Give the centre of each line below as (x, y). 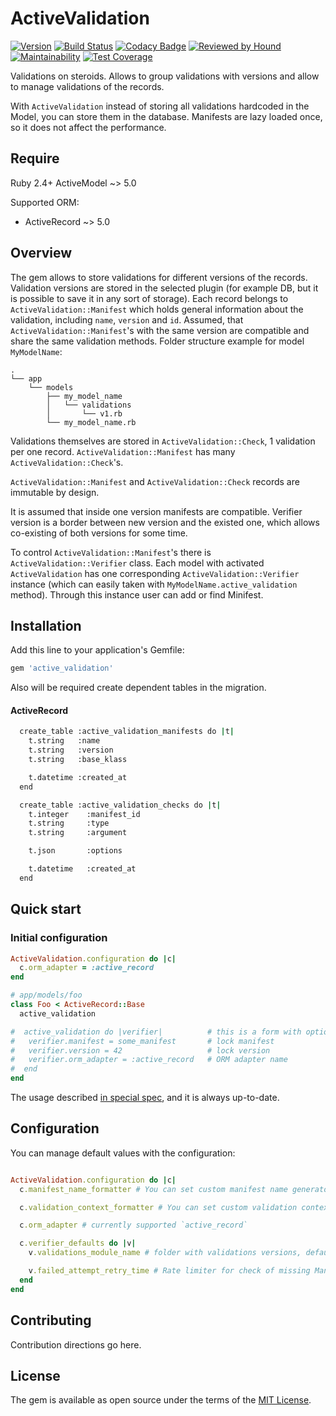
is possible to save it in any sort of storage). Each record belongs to (149, 298)
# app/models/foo (46, 995)
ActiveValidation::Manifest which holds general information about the (157, 309)
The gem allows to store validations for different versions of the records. (159, 277)
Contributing (51, 1320)
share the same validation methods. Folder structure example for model (157, 341)
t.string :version (71, 750)
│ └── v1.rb (84, 413)
